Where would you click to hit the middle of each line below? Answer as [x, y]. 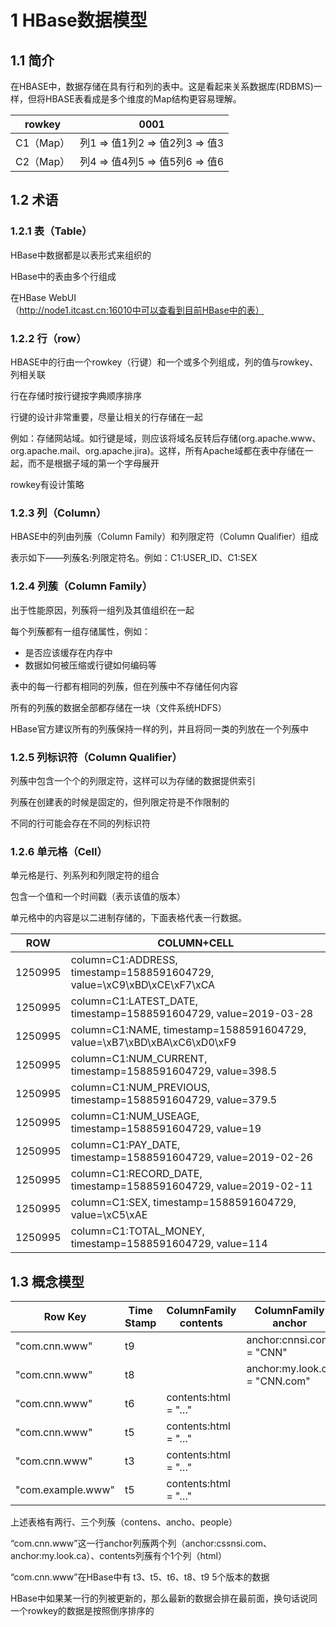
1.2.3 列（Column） [58, 513]
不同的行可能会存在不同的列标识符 [80, 823]
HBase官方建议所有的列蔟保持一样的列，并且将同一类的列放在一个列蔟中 [159, 728]
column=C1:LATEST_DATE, [134, 1001]
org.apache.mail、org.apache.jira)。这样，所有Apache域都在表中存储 [153, 450]
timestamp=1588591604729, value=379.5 [174, 1100]
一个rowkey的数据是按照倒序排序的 [82, 1610]
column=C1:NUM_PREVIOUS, [140, 1088]
